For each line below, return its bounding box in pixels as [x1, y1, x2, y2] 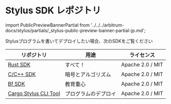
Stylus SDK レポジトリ [5, 5, 101, 16]
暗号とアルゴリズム [65, 71, 112, 78]
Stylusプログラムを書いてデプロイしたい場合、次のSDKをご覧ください [5, 38, 153, 44]
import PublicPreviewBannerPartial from [5, 22, 90, 28]
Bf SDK [8, 80, 26, 87]
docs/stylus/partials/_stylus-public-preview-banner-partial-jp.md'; [5, 27, 146, 33]
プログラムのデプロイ [65, 90, 117, 97]
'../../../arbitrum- [91, 22, 124, 28]
